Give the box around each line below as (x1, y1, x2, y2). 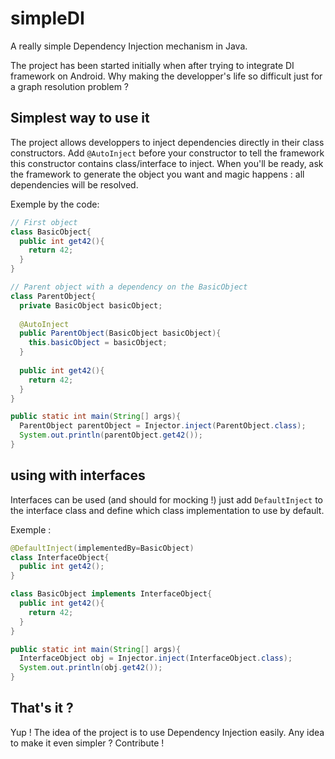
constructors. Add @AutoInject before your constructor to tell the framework (10, 147, 325, 159)
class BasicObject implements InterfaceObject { (10, 589, 213, 599)
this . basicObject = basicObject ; (28, 338, 168, 348)
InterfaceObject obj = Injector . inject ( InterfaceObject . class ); (19, 653, 293, 664)
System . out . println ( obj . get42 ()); (19, 663, 163, 673)
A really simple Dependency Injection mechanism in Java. (10, 40, 248, 52)
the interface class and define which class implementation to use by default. (10, 504, 325, 516)
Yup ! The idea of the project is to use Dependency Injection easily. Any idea (10, 726, 325, 738)
